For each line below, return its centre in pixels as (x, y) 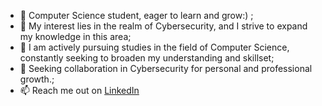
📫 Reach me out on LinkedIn (79, 90)
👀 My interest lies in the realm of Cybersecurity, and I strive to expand (163, 26)
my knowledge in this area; (75, 36)
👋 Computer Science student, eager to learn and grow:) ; (136, 15)
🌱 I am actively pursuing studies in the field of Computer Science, (154, 47)
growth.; (37, 79)
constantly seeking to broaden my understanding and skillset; (147, 58)
